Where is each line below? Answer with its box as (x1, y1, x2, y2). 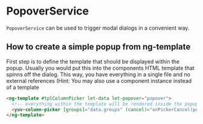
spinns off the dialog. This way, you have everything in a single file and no (6, 71, 190, 78)
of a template (6, 83, 39, 91)
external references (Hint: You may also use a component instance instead (6, 77, 192, 84)
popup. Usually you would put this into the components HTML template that (6, 64, 195, 71)
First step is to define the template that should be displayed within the (6, 57, 180, 65)
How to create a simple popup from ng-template (6, 42, 191, 52)
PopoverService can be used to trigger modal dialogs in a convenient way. (6, 24, 190, 31)
